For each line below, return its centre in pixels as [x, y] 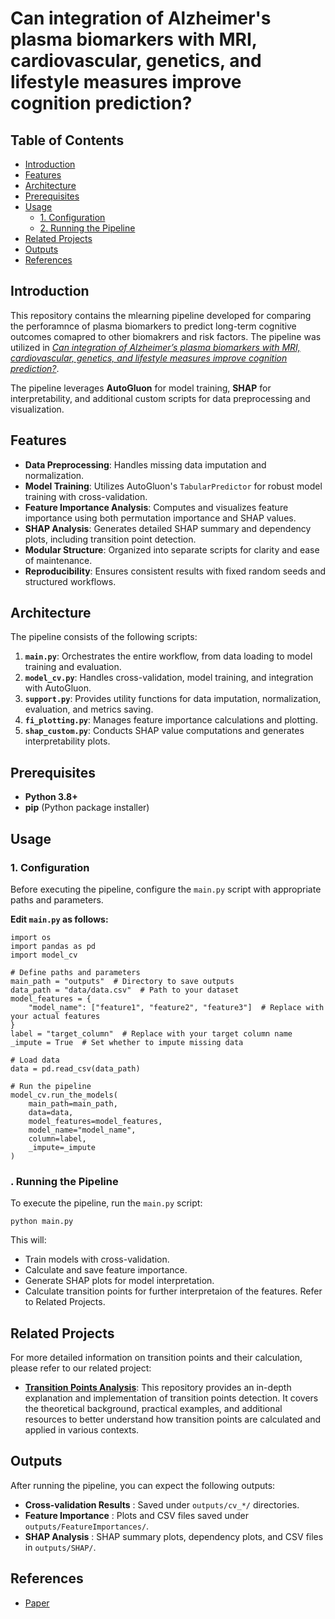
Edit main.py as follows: [59, 919]
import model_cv [44, 955]
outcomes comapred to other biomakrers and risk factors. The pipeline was [166, 336]
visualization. [37, 409]
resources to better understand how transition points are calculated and [173, 1419]
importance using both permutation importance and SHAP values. [160, 518]
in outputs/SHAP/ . [60, 1547]
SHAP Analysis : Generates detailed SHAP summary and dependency [168, 528]
